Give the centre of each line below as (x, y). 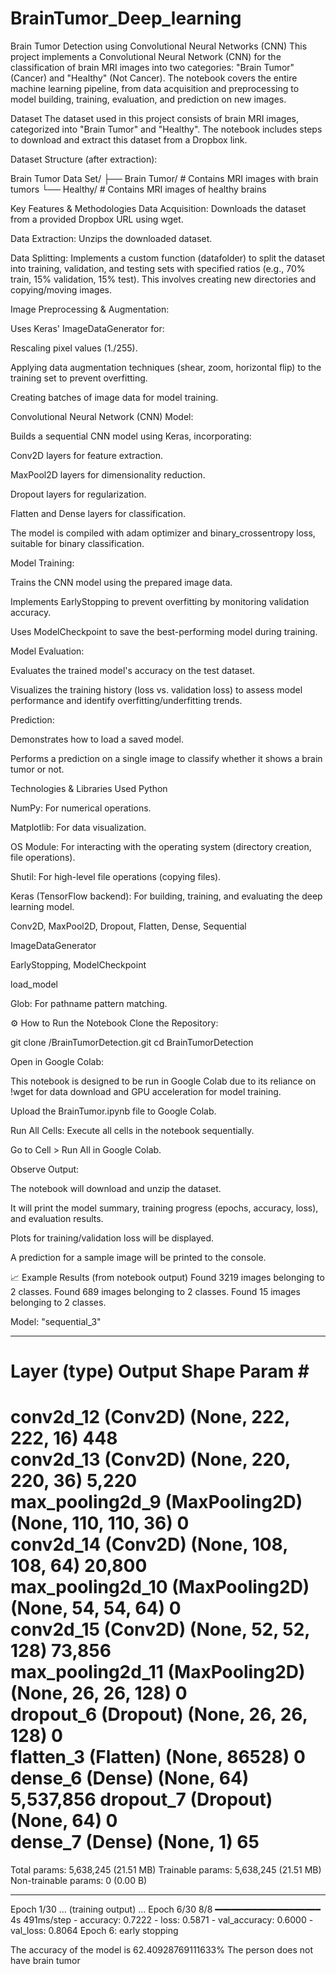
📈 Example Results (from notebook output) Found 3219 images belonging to (167, 1277)
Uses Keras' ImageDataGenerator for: (87, 328)
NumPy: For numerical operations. (81, 808)
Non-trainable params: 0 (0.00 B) (79, 1881)
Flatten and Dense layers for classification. (98, 513)
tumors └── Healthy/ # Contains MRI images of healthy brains (138, 189)
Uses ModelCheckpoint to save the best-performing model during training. (164, 631)
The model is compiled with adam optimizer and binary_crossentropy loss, (163, 533)
